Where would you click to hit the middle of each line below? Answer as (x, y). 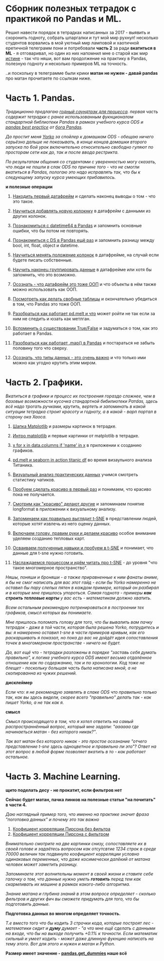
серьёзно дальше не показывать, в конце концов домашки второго (76, 142)
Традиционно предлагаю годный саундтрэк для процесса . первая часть (82, 111)
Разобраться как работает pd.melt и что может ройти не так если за (84, 313)
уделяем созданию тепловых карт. (49, 538)
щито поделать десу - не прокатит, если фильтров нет (64, 790)
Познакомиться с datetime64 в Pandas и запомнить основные (77, 225)
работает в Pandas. (33, 333)
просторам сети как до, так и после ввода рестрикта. (62, 152)
